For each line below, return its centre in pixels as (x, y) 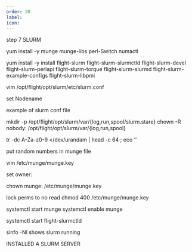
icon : (13, 23)
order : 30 (18, 12)
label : (14, 17)
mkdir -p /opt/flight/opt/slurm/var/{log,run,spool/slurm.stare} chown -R (94, 122)
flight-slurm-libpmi (72, 76)
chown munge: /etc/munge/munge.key (54, 186)
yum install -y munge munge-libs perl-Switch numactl (72, 51)
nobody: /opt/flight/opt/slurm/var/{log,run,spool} (66, 128)
